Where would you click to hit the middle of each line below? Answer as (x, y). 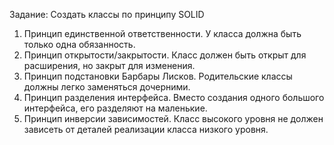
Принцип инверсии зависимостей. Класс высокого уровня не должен (173, 118)
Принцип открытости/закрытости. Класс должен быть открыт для (165, 55)
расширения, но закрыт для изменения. (109, 65)
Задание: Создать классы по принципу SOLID (107, 14)
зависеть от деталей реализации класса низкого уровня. (146, 129)
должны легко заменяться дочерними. (107, 87)
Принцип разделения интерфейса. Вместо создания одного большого (174, 97)
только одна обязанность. (79, 44)
